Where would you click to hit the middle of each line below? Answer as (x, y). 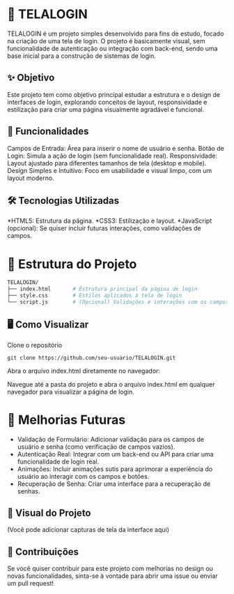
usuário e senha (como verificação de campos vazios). (96, 447)
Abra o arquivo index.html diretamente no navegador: (84, 371)
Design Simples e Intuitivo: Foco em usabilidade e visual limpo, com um (110, 170)
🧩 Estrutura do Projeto (72, 264)
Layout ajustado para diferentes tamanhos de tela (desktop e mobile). (107, 163)
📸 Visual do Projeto (49, 513)
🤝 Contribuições (43, 552)
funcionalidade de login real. (58, 461)
